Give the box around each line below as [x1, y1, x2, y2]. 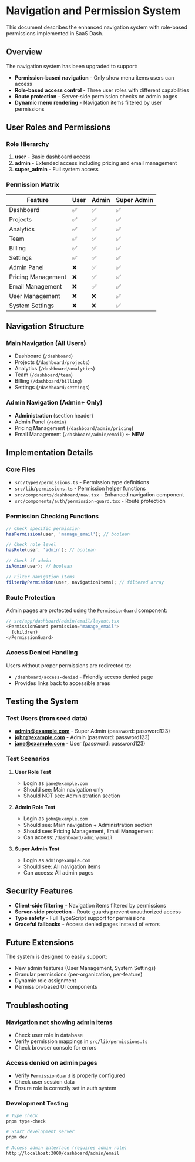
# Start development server [6, 1129, 75, 1135]
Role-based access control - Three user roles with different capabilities [14, 87, 190, 94]
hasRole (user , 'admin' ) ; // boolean [6, 547, 96, 553]
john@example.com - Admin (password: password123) [14, 734, 150, 741]
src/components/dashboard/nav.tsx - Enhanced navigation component [14, 491, 184, 498]
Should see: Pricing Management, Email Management [23, 827, 153, 835]
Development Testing [6, 1100, 69, 1108]
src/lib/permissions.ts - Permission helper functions [14, 485, 146, 492]
